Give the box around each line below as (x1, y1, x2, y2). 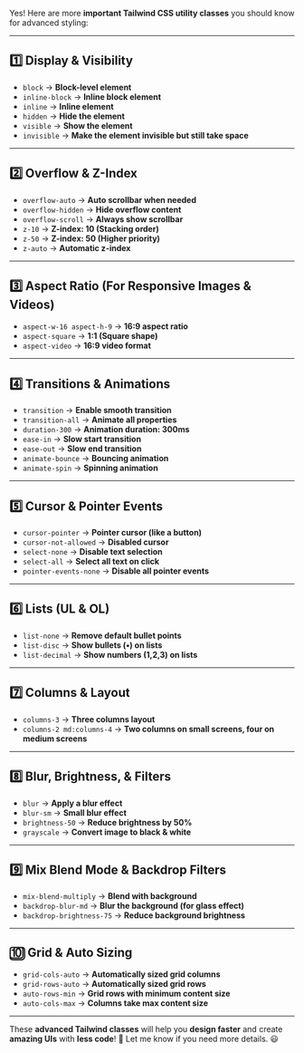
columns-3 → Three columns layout (22, 713, 156, 724)
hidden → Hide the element (22, 111, 125, 121)
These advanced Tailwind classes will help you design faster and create (9, 1024, 283, 1035)
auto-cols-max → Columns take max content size (22, 998, 209, 1009)
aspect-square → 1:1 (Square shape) (22, 331, 158, 342)
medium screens (22, 733, 88, 744)
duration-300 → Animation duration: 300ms (22, 424, 190, 435)
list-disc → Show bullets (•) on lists (22, 639, 163, 651)
